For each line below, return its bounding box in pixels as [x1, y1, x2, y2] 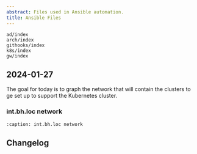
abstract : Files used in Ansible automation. [6, 9, 124, 15]
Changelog [6, 138, 49, 148]
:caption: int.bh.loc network [6, 121, 84, 127]
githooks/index [6, 42, 45, 48]
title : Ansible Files [6, 15, 62, 21]
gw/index [6, 53, 29, 59]
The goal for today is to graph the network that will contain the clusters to [6, 86, 191, 93]
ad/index [6, 31, 29, 37]
